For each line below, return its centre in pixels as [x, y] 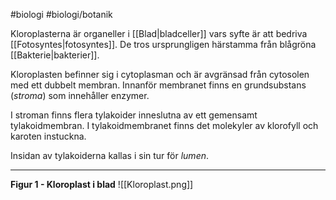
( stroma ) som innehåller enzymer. [80, 95]
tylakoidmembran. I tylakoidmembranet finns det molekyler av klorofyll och [164, 125]
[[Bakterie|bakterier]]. [55, 55]
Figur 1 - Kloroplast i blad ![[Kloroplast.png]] [102, 184]
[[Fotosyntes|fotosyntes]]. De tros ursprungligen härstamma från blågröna [163, 44]
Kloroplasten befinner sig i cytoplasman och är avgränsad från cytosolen [160, 74]
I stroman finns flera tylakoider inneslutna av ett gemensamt [134, 115]
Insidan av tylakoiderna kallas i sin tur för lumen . [110, 155]
